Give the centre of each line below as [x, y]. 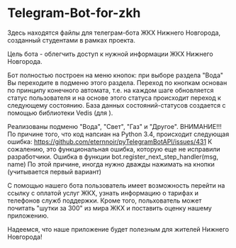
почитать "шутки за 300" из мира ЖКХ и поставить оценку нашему [110, 208]
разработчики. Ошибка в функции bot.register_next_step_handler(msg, [113, 157]
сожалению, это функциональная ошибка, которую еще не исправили [114, 149]
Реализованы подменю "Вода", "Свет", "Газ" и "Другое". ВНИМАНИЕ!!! [114, 126]
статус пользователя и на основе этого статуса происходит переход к [114, 98]
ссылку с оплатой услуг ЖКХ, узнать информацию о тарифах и [103, 193]
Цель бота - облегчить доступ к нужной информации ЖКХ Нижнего [111, 54]
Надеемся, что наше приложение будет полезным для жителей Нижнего [118, 229]
